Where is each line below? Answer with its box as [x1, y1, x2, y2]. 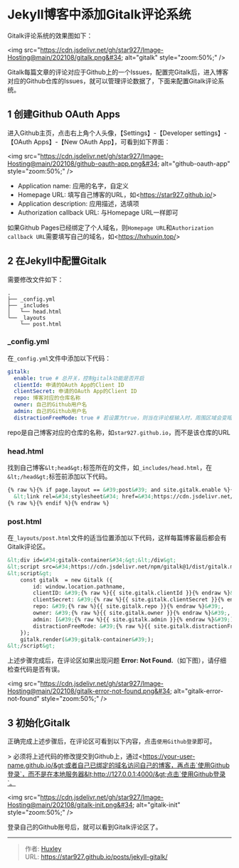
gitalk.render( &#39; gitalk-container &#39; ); [20, 636, 154, 643]
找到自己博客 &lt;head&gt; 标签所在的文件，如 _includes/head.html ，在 [7, 464, 212, 472]
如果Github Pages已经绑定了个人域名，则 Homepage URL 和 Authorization [7, 223, 214, 232]
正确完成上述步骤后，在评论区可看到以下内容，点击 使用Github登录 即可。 [7, 737, 216, 746]
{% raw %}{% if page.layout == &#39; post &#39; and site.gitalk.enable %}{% [7, 486, 237, 494]
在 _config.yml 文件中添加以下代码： [7, 353, 112, 363]
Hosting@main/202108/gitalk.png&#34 [7, 53, 122, 61]
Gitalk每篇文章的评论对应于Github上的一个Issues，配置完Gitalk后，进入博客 [7, 68, 229, 76]
